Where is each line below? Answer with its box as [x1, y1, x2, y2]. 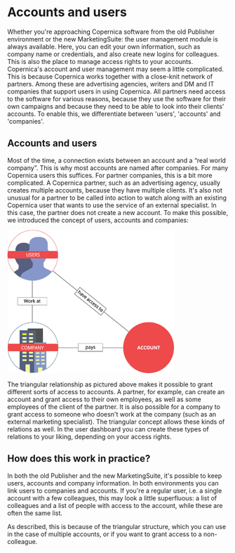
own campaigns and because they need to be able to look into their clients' [7, 102, 224, 110]
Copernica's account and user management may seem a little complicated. [7, 65, 224, 73]
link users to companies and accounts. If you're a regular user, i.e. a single [7, 486, 222, 495]
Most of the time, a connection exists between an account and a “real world [7, 156, 227, 164]
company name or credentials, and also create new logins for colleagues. [7, 50, 220, 58]
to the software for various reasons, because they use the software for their [7, 94, 227, 103]
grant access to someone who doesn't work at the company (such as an [7, 410, 217, 418]
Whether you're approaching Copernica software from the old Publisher [7, 27, 215, 36]
